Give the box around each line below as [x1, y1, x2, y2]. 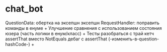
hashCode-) [5, 41, 30, 47]
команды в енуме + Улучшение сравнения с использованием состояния [5, 25, 162, 31]
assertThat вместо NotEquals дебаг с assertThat [5, 36, 107, 42]
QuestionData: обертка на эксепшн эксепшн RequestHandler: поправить [5, 20, 159, 26]
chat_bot [5, 3, 43, 15]
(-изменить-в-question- [108, 36, 159, 42]
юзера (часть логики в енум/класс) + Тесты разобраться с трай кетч [5, 30, 154, 36]
